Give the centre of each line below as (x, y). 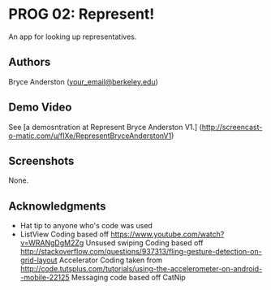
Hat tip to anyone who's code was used (86, 226)
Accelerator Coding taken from (111, 260)
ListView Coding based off (65, 234)
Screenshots (41, 160)
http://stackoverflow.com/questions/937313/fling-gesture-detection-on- (141, 252)
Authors (30, 62)
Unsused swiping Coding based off (144, 243)
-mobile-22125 (45, 278)
